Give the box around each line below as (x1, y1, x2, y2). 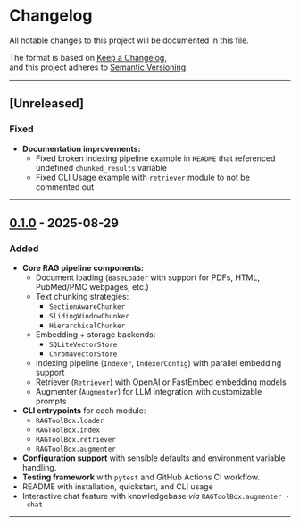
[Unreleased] (9, 96, 85, 112)
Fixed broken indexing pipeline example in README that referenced (35, 153, 276, 164)
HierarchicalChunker (48, 321, 126, 331)
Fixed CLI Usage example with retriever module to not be (35, 172, 250, 182)
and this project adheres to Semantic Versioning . (9, 62, 189, 72)
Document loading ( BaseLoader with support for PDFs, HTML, (35, 272, 261, 283)
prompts (35, 395, 67, 407)
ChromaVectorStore (48, 350, 118, 359)
